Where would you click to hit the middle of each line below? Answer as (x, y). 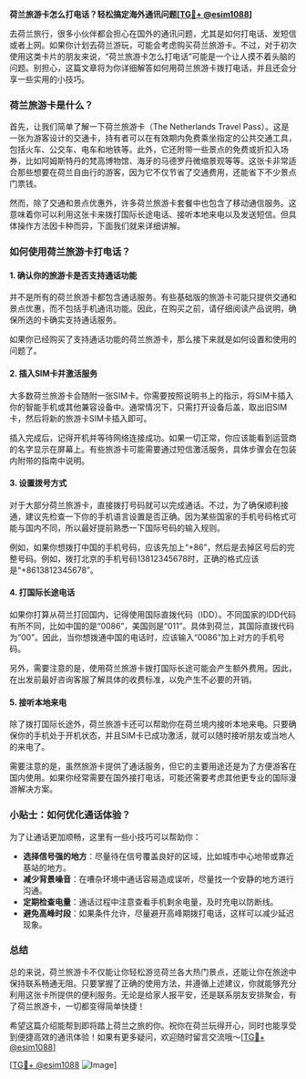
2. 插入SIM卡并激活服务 (54, 374)
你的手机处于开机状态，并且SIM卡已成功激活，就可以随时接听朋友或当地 (152, 736)
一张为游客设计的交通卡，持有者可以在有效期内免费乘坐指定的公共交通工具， (153, 138)
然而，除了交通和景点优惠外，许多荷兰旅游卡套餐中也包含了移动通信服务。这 (153, 203)
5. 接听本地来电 (38, 702)
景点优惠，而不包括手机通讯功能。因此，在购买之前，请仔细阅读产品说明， (149, 308)
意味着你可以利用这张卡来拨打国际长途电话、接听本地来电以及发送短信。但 (149, 214)
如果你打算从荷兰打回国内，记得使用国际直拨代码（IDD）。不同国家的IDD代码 (153, 615)
